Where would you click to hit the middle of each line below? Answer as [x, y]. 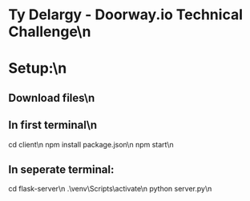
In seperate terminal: [61, 169]
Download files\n [52, 98]
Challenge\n [50, 32]
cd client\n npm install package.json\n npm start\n [91, 144]
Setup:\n [38, 68]
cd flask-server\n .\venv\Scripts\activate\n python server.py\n [110, 189]
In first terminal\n [53, 125]
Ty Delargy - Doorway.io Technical [125, 15]
